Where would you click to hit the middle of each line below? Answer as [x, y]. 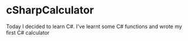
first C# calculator [28, 32]
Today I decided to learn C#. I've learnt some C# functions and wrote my [94, 26]
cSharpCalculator [50, 10]
